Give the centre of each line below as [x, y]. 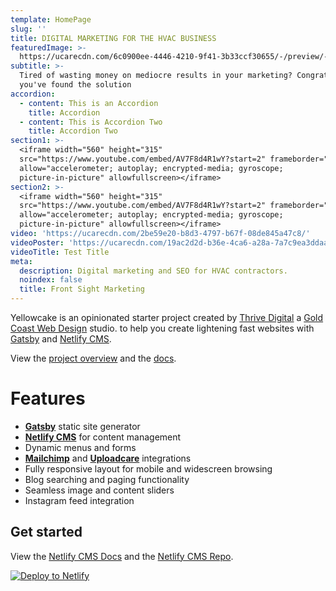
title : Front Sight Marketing [82, 289]
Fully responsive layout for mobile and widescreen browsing [148, 468]
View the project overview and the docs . [93, 358]
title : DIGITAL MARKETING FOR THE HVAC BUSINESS [113, 38]
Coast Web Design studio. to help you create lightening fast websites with [162, 328]
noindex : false [51, 280]
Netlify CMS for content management [103, 437]
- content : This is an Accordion [89, 103]
